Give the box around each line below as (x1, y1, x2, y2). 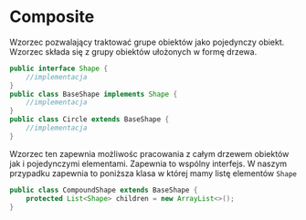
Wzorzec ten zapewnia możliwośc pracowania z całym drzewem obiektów (9, 148, 290, 159)
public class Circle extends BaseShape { (9, 115, 170, 124)
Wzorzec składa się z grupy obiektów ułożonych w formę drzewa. (9, 46, 258, 57)
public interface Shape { (9, 64, 108, 73)
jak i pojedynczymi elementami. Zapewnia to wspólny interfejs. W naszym (9, 158, 288, 169)
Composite (9, 6, 95, 27)
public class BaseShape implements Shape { (9, 89, 178, 99)
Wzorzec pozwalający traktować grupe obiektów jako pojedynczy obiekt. (9, 37, 285, 47)
